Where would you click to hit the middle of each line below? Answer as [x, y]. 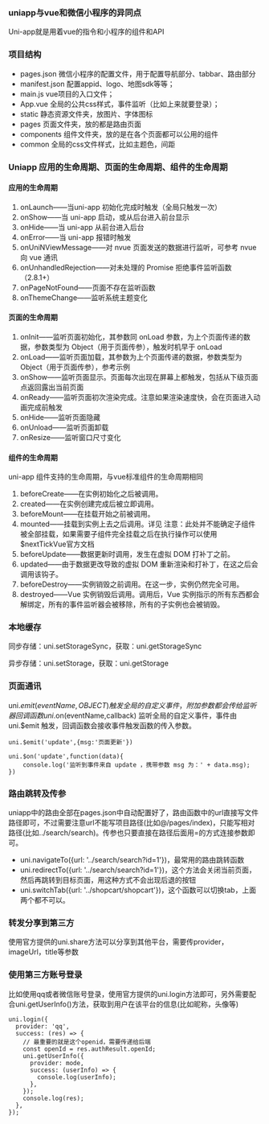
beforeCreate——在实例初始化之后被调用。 [91, 494]
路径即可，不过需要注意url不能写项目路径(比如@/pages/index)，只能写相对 [132, 823]
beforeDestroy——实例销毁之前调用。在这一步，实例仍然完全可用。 [132, 584]
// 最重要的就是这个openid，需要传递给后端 [87, 1042]
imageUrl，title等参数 [43, 952]
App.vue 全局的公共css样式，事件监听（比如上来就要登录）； [120, 104]
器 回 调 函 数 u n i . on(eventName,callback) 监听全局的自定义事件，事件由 [123, 715]
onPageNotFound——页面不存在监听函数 [88, 287]
